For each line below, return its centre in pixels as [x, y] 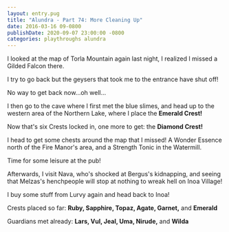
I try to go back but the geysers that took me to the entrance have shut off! [113, 79]
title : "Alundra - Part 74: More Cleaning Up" [75, 20]
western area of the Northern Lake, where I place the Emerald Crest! [105, 114]
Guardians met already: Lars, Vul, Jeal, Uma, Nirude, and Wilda [98, 222]
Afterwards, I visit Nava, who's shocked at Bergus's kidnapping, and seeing [114, 174]
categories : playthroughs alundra [57, 39]
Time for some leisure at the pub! [54, 161]
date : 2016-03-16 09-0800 [44, 26]
